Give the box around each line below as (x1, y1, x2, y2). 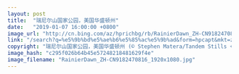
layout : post (7, 10, 46, 18)
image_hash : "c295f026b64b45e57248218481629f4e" (7, 50, 154, 57)
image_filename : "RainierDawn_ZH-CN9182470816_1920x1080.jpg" (7, 56, 196, 63)
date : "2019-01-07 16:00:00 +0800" (7, 23, 119, 30)
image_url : (7, 30, 40, 37)
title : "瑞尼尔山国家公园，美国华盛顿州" (7, 17, 119, 24)
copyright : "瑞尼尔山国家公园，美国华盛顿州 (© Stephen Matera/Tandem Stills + (7, 43, 233, 50)
